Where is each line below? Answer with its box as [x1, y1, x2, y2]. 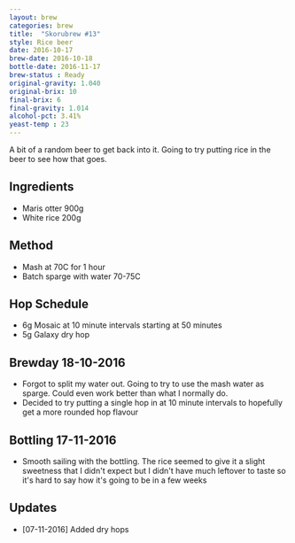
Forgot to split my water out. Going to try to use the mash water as [21, 378, 264, 390]
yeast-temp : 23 [9, 120, 69, 129]
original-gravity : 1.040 [9, 79, 101, 88]
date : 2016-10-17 [9, 46, 74, 55]
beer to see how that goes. [9, 154, 108, 164]
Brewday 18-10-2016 [9, 355, 126, 370]
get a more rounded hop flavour [21, 407, 139, 417]
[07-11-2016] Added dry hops [21, 524, 129, 534]
